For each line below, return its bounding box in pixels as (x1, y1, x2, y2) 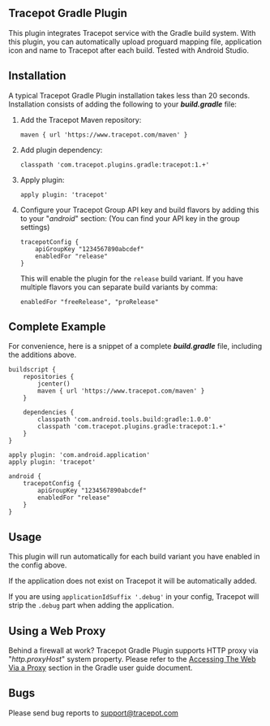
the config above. (8, 560, 67, 570)
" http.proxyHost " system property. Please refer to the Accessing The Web (8, 654, 256, 664)
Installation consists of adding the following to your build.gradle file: (8, 99, 238, 109)
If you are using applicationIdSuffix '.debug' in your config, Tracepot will (8, 592, 259, 602)
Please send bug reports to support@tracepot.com (8, 707, 178, 718)
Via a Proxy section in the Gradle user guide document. (8, 663, 193, 673)
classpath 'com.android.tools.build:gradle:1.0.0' (37, 415, 212, 424)
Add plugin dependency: (19, 145, 103, 154)
